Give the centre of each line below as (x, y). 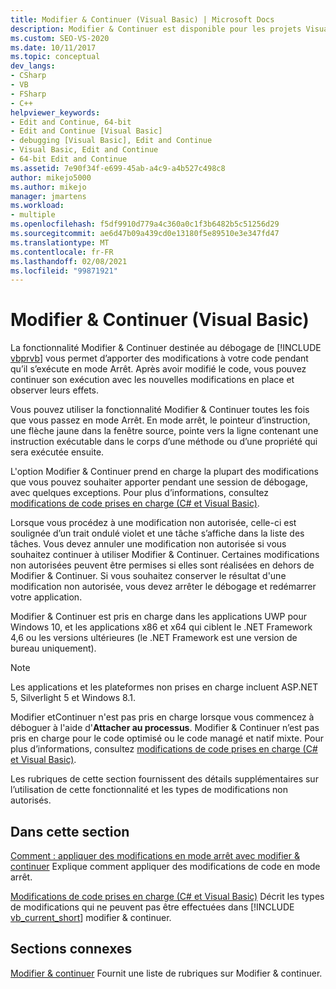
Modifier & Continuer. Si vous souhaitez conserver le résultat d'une (148, 576)
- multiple (33, 215)
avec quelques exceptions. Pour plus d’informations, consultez (140, 493)
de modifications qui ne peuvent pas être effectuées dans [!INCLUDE (152, 907)
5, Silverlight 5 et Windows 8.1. (73, 698)
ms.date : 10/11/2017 (53, 47)
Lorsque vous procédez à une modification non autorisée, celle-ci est (153, 523)
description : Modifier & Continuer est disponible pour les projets (156, 29)
